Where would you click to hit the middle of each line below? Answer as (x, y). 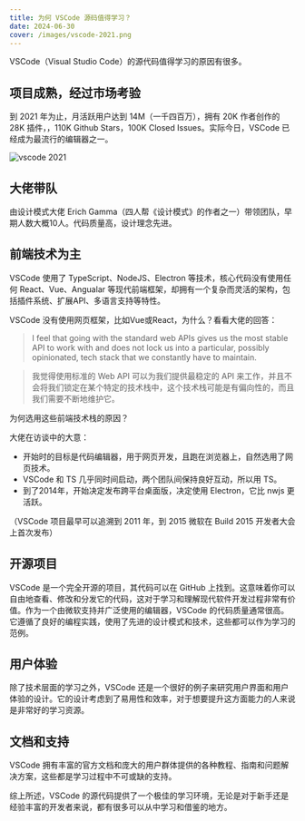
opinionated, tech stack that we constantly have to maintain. (144, 357)
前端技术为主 (45, 254)
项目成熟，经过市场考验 (75, 93)
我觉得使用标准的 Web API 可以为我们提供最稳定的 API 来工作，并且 (158, 376)
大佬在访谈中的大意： (49, 437)
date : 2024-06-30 (42, 26)
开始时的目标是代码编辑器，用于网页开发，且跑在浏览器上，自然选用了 (154, 456)
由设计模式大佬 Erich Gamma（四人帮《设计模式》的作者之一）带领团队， (147, 211)
